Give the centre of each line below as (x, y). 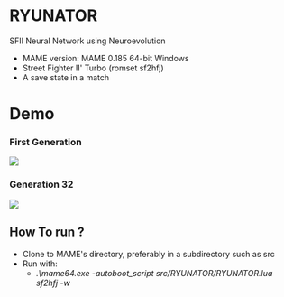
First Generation (46, 143)
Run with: (40, 264)
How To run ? (47, 232)
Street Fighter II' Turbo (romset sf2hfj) (93, 68)
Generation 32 (41, 184)
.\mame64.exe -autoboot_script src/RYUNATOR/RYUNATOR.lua (154, 273)
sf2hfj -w (53, 283)
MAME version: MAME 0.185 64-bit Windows (105, 58)
